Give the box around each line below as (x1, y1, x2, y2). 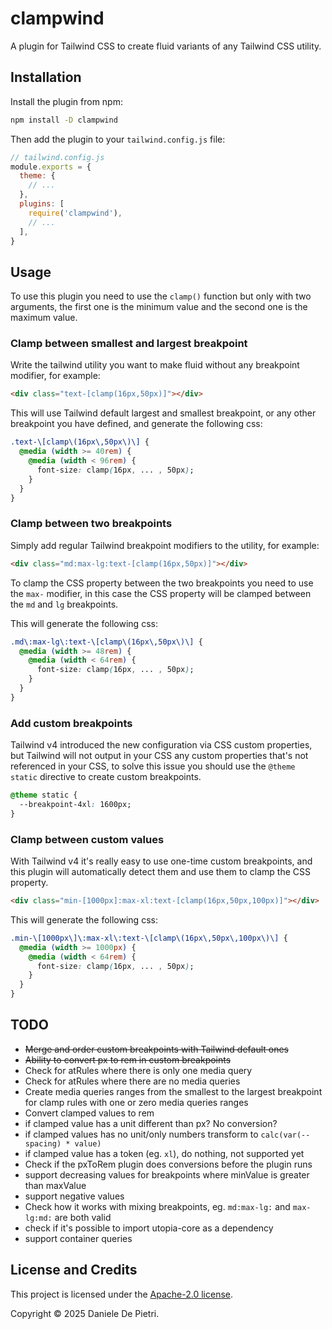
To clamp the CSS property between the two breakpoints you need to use (10, 577, 314, 589)
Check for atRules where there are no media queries (24, 1075, 241, 1087)
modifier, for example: (10, 370, 101, 382)
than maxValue (24, 1179, 87, 1191)
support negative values (24, 1190, 125, 1202)
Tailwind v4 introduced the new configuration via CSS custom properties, (10, 739, 313, 751)
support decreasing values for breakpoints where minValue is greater (24, 1168, 310, 1181)
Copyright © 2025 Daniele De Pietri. (10, 1307, 160, 1319)
